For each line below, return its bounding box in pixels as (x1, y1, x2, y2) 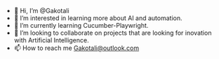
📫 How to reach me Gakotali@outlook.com (13, 44, 140, 52)
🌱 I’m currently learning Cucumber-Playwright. (13, 22, 149, 29)
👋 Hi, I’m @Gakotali (13, 7, 69, 15)
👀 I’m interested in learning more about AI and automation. (13, 14, 182, 22)
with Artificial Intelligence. (13, 36, 89, 44)
